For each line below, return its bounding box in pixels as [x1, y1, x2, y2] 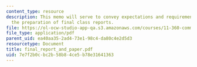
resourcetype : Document [6, 41, 64, 47]
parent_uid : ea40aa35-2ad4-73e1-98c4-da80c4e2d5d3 [6, 36, 133, 41]
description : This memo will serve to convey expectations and [6, 14, 164, 20]
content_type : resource [6, 8, 64, 15]
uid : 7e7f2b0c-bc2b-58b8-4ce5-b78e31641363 [6, 52, 114, 58]
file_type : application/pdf [6, 30, 75, 36]
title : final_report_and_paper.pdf [6, 47, 93, 52]
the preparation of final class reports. [11, 19, 114, 25]
